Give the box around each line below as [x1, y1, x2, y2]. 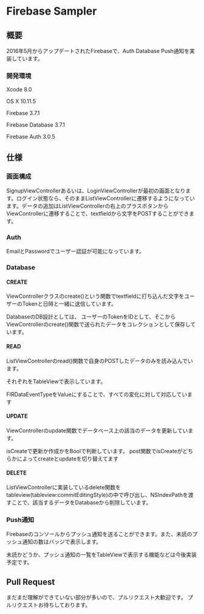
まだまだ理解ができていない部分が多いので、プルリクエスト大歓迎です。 [6, 594, 186, 601]
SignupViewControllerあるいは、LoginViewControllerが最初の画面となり [6, 187, 186, 194]
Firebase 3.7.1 [6, 110, 40, 117]
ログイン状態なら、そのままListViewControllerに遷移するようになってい [16, 194, 195, 202]
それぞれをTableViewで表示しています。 [6, 378, 106, 385]
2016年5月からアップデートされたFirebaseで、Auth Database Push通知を [6, 48, 190, 54]
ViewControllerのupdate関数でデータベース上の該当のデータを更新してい [6, 426, 188, 434]
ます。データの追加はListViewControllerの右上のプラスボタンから [6, 202, 169, 210]
